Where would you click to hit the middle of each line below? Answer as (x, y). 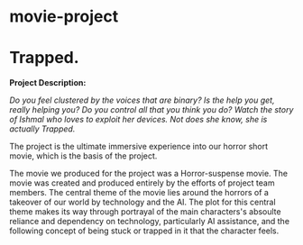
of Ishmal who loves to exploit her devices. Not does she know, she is (138, 120)
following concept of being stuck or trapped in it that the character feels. (144, 231)
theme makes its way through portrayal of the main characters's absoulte (145, 212)
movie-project (64, 17)
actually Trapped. (42, 129)
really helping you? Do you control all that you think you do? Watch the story (151, 110)
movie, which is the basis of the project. (83, 156)
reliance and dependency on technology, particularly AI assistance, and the (150, 222)
